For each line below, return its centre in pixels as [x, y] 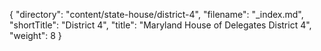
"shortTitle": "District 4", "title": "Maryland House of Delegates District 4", [160, 25]
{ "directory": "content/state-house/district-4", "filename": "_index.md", [156, 14]
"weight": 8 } [35, 35]
